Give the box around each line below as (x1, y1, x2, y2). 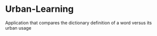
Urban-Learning (5, 3, 74, 15)
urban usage (5, 25, 32, 31)
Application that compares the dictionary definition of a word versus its (5, 20, 152, 26)
